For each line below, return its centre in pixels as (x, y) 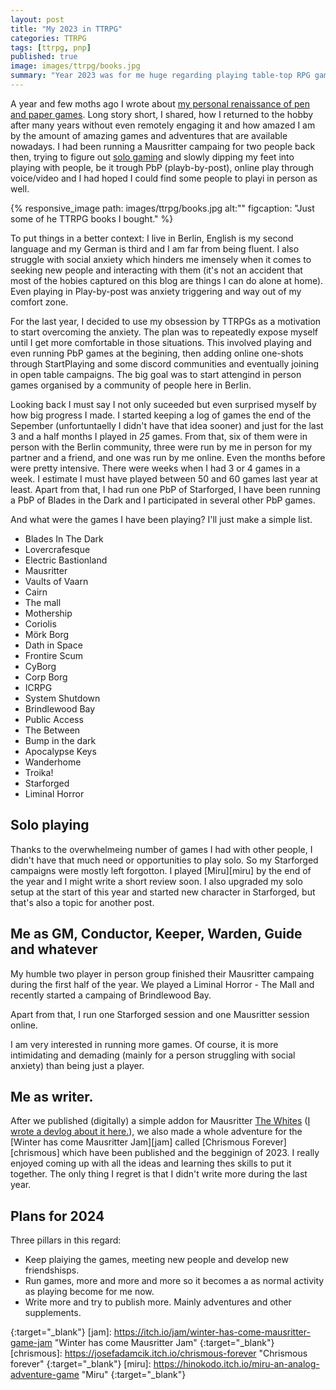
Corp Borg (46, 677)
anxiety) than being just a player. (77, 1065)
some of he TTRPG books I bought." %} (92, 218)
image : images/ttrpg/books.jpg (75, 66)
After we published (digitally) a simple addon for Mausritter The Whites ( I (160, 1121)
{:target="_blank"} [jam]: (61, 1332)
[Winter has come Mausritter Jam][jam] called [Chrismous (130, 1142)
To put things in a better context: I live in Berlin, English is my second (152, 238)
